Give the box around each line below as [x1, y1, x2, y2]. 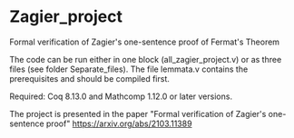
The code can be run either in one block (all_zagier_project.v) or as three [9, 54, 282, 64]
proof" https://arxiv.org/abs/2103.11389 [45, 118, 192, 129]
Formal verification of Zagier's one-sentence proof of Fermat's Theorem [9, 36, 279, 47]
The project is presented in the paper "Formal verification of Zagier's [9, 108, 267, 119]
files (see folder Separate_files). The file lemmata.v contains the [9, 64, 249, 74]
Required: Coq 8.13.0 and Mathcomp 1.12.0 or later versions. [9, 91, 233, 102]
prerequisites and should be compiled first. [9, 73, 171, 84]
